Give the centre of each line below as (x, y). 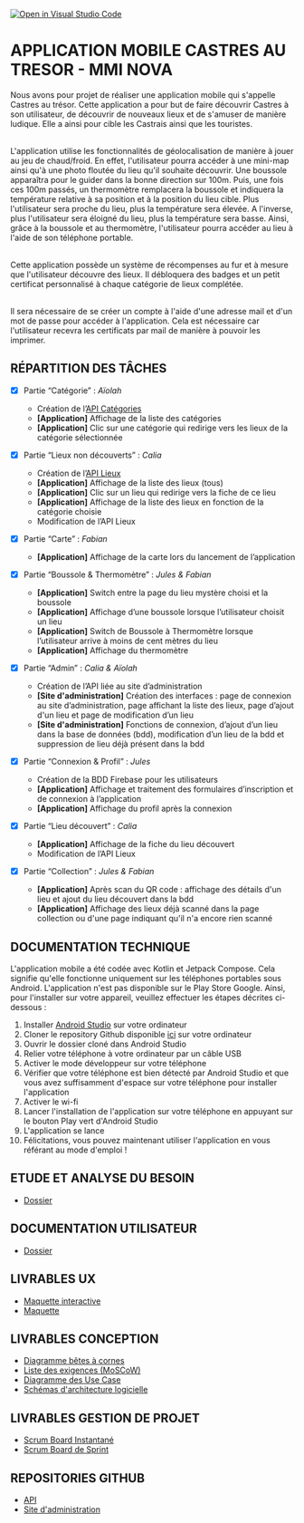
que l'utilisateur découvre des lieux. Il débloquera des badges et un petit (145, 274)
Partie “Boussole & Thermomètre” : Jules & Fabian (117, 574)
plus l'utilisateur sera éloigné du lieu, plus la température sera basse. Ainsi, (150, 218)
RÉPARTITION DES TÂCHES (89, 368)
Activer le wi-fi (51, 1102)
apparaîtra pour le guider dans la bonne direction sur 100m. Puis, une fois (147, 179)
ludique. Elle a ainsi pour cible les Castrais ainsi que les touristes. (132, 123)
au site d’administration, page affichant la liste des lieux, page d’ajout (166, 706)
